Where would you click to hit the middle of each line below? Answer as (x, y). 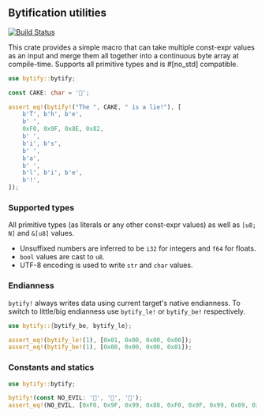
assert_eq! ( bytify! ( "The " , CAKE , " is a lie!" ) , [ (95, 107)
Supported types (41, 207)
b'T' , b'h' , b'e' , (52, 114)
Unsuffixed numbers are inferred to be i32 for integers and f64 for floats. (138, 248)
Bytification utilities (58, 13)
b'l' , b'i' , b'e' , (52, 173)
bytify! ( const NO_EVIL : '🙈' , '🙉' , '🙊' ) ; (76, 398)
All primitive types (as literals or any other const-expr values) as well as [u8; (132, 225)
